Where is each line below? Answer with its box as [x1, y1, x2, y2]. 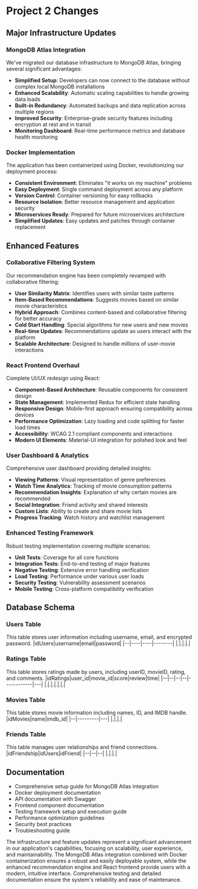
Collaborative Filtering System [6, 258, 96, 267]
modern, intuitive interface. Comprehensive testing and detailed [6, 870, 161, 877]
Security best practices [14, 821, 72, 828]
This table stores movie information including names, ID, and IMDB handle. [6, 709, 188, 717]
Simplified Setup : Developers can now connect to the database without [14, 76, 190, 84]
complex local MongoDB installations [14, 83, 105, 90]
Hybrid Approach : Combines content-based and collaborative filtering [14, 308, 187, 315]
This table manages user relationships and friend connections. [6, 744, 158, 751]
